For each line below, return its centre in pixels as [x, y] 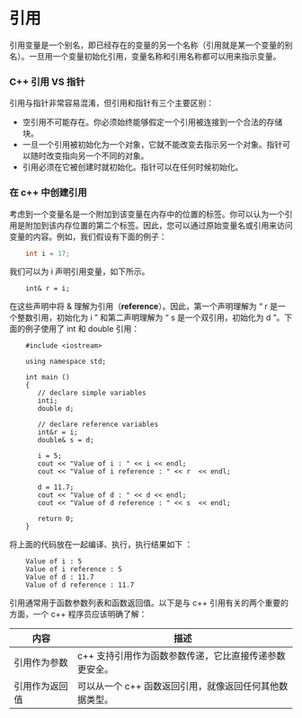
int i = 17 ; [48, 253]
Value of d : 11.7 [60, 577]
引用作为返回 [41, 687]
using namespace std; [66, 362]
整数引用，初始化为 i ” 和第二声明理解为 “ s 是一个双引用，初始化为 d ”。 [151, 318]
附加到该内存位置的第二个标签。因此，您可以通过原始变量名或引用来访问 [159, 225]
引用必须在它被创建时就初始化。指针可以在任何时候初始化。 [133, 167]
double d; [56, 409]
